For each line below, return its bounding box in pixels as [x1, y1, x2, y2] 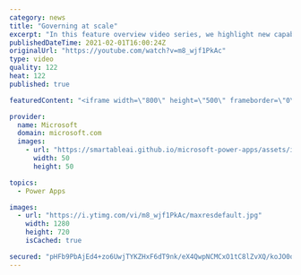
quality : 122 [9, 64, 58, 73]
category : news [9, 13, 66, 22]
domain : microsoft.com [17, 129, 102, 138]
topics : [9, 178, 39, 187]
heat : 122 [9, 72, 47, 81]
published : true [9, 80, 70, 89]
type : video [9, 55, 54, 64]
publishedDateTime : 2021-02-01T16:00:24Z [9, 38, 167, 47]
